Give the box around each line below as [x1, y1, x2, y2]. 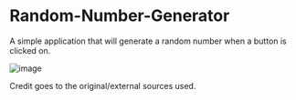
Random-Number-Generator [9, 5, 230, 26]
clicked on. [9, 45, 51, 55]
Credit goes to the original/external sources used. [9, 80, 196, 91]
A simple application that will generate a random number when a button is [9, 35, 288, 46]
